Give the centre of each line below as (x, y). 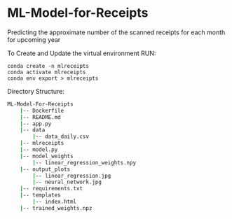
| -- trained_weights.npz (56, 208)
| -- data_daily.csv (61, 137)
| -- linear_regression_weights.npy (84, 162)
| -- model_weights (47, 156)
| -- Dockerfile (42, 111)
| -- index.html (55, 202)
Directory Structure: (36, 91)
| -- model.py (39, 150)
